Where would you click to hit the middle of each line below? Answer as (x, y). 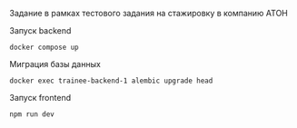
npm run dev (32, 114)
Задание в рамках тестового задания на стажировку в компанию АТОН (149, 13)
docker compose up (44, 47)
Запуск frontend (40, 98)
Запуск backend (40, 30)
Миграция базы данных (55, 64)
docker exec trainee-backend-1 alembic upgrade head (111, 81)
